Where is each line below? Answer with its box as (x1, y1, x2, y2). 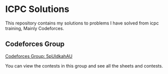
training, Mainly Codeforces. (5, 25, 65, 31)
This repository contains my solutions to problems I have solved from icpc (5, 20, 159, 26)
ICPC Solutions (5, 3, 70, 15)
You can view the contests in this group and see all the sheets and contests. (5, 62, 163, 68)
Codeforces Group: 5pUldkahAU (5, 53, 73, 59)
